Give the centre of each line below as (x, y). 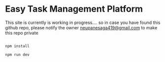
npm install (17, 46)
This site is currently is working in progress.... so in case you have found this (83, 22)
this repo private (22, 33)
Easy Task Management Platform (74, 9)
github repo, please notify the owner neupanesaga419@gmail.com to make (81, 27)
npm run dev (17, 55)
